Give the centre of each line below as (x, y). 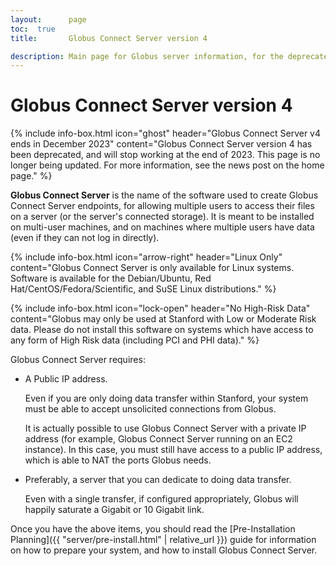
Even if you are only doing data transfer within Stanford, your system (166, 398)
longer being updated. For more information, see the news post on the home (167, 165)
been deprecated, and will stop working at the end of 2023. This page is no (165, 155)
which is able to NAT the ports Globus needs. (118, 460)
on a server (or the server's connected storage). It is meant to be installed (162, 217)
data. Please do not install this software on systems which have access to (162, 330)
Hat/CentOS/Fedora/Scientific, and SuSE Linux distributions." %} (143, 289)
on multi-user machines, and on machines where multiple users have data (162, 227)
